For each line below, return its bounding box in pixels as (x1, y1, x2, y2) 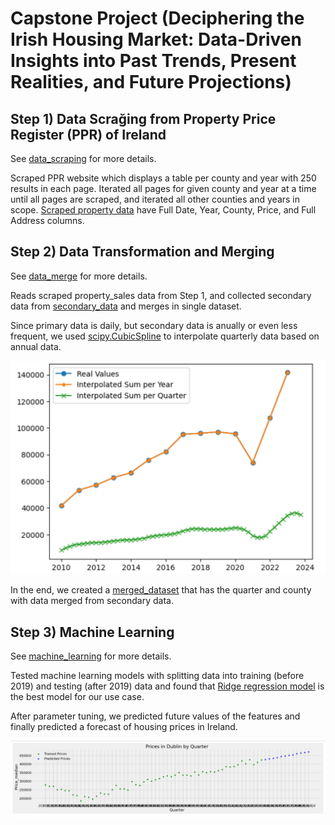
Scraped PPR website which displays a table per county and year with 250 (10, 172, 317, 184)
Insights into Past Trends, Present (10, 50, 297, 72)
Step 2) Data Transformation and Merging (10, 243, 275, 261)
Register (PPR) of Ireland (10, 126, 167, 143)
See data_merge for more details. (10, 270, 148, 282)
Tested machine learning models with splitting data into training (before (10, 670, 305, 682)
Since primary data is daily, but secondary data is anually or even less (10, 319, 298, 331)
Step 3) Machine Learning (10, 623, 175, 641)
